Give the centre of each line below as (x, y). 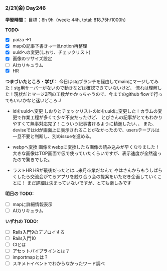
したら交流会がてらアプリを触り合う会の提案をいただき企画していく (87, 176)
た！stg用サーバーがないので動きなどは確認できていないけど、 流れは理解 (81, 88)
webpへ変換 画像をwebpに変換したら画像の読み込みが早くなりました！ (86, 147)
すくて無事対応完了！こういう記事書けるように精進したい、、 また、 (87, 123)
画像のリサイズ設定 (32, 58)
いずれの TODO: (22, 221)
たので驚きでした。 (32, 159)
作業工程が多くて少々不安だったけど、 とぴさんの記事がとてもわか (90, 117)
